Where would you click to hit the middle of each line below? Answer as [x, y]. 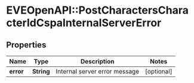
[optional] [159, 71]
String [41, 71]
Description [97, 61]
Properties [26, 45]
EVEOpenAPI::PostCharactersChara [98, 10]
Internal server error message [97, 71]
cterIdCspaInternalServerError [84, 23]
